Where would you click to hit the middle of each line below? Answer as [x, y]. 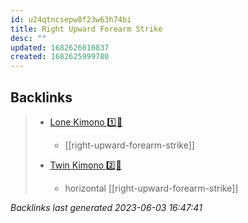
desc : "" [28, 38]
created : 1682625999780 [60, 57]
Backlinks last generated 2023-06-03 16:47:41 [106, 207]
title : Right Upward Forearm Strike [86, 29]
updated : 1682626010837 [60, 47]
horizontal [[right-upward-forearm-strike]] [151, 188]
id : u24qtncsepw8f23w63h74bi [71, 19]
